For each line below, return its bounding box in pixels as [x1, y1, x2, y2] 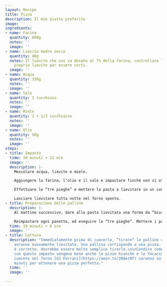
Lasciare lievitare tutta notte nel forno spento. [14, 196, 121, 201]
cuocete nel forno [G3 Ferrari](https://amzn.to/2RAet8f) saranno [14, 256, 155, 261]
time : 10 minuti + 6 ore [9, 223, 61, 229]
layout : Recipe [5, 7, 37, 12]
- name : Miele [5, 109, 35, 114]
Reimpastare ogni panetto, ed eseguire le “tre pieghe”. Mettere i [14, 219, 157, 224]
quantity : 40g [9, 53, 39, 59]
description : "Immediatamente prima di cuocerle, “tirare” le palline [9, 237, 159, 243]
